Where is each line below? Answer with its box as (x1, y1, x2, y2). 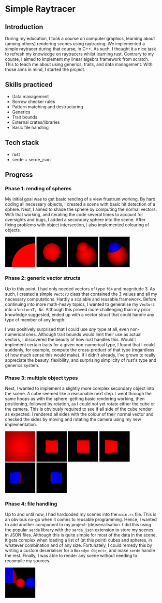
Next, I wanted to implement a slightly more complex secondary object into (5, 385, 155, 391)
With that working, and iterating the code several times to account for (5, 212, 144, 218)
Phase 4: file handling (5, 500, 58, 507)
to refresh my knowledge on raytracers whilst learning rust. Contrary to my (5, 51, 154, 57)
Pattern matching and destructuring (12, 103, 83, 110)
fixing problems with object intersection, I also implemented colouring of (5, 222, 149, 228)
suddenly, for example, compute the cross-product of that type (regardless (5, 347, 155, 352)
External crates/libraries (12, 119, 60, 125)
